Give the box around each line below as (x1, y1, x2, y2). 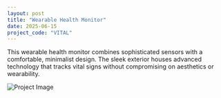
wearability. (7, 70, 40, 78)
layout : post (7, 10, 45, 17)
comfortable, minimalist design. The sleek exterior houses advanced (7, 56, 202, 64)
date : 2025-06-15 (7, 23, 57, 29)
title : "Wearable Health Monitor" (7, 16, 107, 23)
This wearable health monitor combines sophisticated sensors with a (7, 48, 203, 56)
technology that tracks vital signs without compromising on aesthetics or (7, 62, 214, 71)
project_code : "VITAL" (7, 29, 73, 36)
